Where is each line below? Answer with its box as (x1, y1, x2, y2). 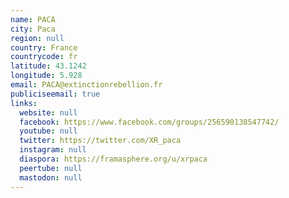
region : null (10, 33, 65, 43)
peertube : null (19, 163, 83, 173)
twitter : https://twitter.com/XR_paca (19, 136, 182, 146)
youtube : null (19, 126, 78, 136)
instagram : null (19, 145, 87, 155)
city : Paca (10, 24, 56, 34)
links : (10, 98, 38, 108)
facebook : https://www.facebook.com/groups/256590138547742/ (19, 117, 280, 127)
